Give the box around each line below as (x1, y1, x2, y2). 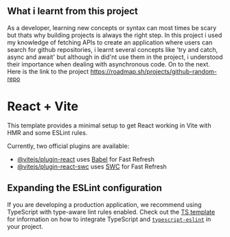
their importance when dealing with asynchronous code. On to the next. (7, 60, 211, 68)
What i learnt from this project (7, 5, 139, 17)
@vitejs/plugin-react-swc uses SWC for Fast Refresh (16, 162, 167, 171)
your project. (7, 222, 43, 230)
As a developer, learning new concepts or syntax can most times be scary (7, 23, 217, 32)
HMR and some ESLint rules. (7, 128, 88, 136)
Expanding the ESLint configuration (7, 182, 163, 194)
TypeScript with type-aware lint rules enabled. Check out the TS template (7, 208, 216, 216)
